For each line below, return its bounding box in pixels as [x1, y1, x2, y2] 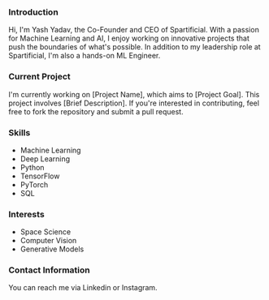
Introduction [8, 6, 59, 18]
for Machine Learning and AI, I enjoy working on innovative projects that [8, 33, 249, 43]
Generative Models [20, 244, 85, 254]
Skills [8, 126, 31, 138]
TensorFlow [20, 171, 60, 181]
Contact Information [8, 264, 91, 276]
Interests [8, 208, 45, 220]
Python [20, 162, 45, 172]
